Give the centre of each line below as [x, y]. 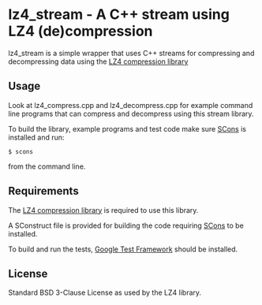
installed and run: [36, 137]
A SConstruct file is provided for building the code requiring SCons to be [126, 225]
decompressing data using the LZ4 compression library [98, 61]
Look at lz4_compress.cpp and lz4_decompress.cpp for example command [131, 105]
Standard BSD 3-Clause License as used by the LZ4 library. [105, 292]
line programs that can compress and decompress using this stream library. [131, 113]
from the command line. [47, 166]
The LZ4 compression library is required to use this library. [103, 210]
